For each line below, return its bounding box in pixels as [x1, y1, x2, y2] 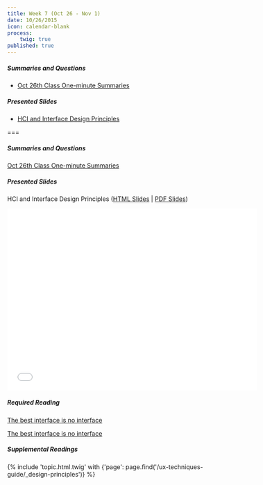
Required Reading [7, 398, 60, 407]
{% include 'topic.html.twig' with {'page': [7, 462, 124, 471]
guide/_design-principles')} [7, 470, 85, 478]
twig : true [19, 36, 51, 43]
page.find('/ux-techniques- [125, 462, 203, 471]
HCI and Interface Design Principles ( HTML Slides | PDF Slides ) [7, 195, 189, 203]
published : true [7, 42, 54, 49]
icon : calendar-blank [7, 23, 70, 30]
